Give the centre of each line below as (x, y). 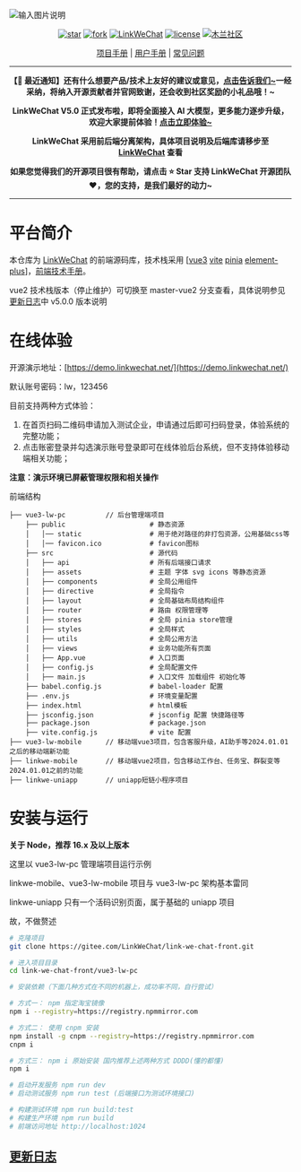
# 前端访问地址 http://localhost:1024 (77, 1126)
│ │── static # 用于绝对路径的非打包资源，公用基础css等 (158, 534)
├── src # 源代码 (102, 553)
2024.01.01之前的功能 (46, 770)
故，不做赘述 (33, 921)
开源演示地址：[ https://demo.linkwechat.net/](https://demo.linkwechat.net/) (149, 367)
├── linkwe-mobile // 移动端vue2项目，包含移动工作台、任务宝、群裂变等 (145, 761)
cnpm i (21, 1045)
